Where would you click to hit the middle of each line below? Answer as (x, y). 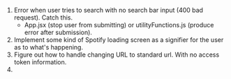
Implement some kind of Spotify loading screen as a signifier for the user (119, 40)
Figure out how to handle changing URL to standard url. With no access (117, 55)
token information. (40, 62)
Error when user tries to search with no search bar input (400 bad (109, 10)
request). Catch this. (43, 17)
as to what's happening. (49, 47)
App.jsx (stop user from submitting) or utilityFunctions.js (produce (119, 25)
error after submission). (58, 32)
